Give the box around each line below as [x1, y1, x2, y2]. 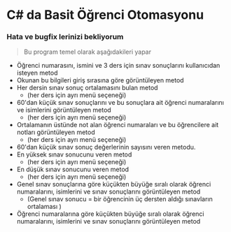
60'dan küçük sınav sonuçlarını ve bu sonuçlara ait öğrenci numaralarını [16, 99, 225, 107]
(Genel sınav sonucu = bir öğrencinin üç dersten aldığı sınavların [27, 195, 213, 203]
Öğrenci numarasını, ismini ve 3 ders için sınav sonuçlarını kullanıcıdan [16, 61, 220, 70]
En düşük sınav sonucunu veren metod [16, 165, 129, 174]
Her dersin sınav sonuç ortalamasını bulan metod [16, 84, 158, 92]
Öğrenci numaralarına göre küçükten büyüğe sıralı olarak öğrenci [16, 210, 204, 218]
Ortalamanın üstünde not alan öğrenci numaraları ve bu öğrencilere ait [16, 121, 219, 129]
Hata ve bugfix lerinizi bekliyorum [6, 32, 124, 42]
